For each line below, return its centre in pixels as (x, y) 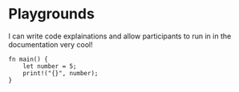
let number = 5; (50, 66)
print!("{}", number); (61, 73)
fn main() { (28, 59)
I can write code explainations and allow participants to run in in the (120, 36)
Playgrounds (51, 14)
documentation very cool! (51, 44)
